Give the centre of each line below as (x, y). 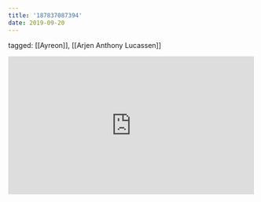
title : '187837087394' (45, 15)
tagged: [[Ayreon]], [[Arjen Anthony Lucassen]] (85, 45)
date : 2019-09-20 (37, 23)
